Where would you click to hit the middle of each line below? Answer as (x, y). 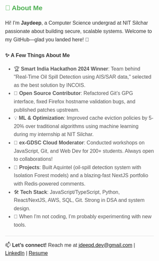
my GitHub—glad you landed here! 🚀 (47, 40)
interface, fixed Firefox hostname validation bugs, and (75, 102)
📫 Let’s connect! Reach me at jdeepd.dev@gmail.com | (70, 245)
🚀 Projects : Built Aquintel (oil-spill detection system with (77, 167)
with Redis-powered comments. (49, 183)
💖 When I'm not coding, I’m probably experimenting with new (83, 217)
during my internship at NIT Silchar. (54, 135)
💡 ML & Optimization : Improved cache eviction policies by (81, 118)
